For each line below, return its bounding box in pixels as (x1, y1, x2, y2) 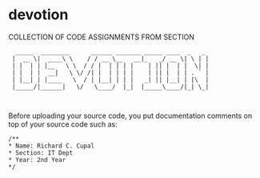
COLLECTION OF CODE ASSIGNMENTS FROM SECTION (8, 32, 194, 42)
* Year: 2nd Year (8, 156, 66, 164)
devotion (8, 6, 69, 24)
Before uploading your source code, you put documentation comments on (8, 111, 253, 120)
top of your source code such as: (8, 119, 118, 129)
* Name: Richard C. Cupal (8, 142, 94, 150)
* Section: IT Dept (8, 148, 74, 157)
